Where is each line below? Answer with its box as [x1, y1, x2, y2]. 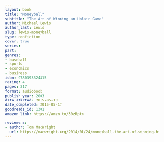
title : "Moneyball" [5, 12, 45, 17]
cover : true [5, 39, 29, 44]
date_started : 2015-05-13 [5, 98, 58, 103]
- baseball [5, 57, 27, 62]
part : [5, 48, 16, 53]
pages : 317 [5, 84, 27, 89]
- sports [5, 61, 23, 66]
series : [5, 43, 21, 48]
